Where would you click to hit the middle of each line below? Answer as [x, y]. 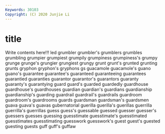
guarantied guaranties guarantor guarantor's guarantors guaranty [72, 79]
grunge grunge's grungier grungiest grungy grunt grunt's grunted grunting [81, 63]
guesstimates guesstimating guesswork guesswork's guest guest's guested [83, 121]
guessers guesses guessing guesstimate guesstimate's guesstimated [76, 116]
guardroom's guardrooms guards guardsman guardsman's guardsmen [77, 100]
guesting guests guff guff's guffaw [40, 127]
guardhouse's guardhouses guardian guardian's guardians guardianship [79, 89]
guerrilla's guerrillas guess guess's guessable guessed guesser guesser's [81, 111]
